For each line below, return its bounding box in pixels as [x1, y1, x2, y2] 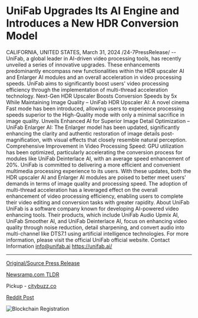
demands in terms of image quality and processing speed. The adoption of [6, 180, 187, 187]
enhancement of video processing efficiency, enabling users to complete [6, 193, 184, 200]
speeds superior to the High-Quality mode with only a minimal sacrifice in [6, 111, 184, 118]
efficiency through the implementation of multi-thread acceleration [6, 86, 168, 93]
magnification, [6, 136, 41, 143]
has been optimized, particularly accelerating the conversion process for [6, 148, 183, 155]
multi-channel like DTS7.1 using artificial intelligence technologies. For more [6, 230, 189, 237]
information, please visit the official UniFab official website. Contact [6, 236, 170, 243]
